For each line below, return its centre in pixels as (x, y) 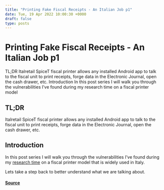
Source (13, 183)
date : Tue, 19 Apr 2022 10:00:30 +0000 (46, 14)
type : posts (17, 23)
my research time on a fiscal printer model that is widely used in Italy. (75, 162)
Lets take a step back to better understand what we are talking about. (75, 171)
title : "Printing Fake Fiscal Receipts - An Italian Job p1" (69, 10)
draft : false (18, 19)
